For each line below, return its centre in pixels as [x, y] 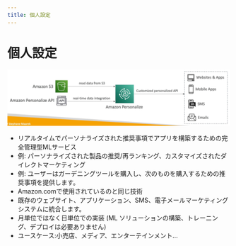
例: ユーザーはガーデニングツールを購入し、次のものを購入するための [118, 173]
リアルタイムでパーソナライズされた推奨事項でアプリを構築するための [119, 138]
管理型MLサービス [50, 147]
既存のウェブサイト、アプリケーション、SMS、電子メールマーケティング [123, 200]
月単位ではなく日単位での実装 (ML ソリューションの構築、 [102, 218]
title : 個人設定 [29, 15]
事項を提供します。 [52, 182]
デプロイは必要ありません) [68, 226]
